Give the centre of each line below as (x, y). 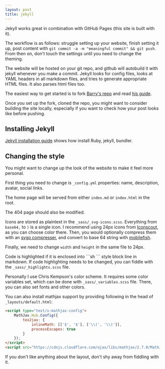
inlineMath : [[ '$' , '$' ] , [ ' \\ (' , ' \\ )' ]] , (76, 324)
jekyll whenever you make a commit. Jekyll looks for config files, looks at (79, 73)
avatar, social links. (24, 188)
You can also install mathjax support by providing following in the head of (79, 297)
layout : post (18, 10)
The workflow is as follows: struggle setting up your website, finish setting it (82, 43)
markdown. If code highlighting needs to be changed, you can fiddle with (79, 262)
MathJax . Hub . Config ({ (36, 315)
